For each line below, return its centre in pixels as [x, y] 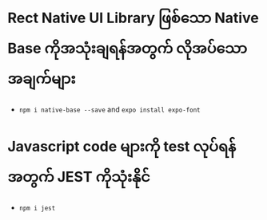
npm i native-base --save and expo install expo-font [110, 109]
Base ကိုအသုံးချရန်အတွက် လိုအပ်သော [128, 49]
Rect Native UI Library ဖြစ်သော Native [133, 18]
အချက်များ [42, 79]
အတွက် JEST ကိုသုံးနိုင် [79, 177]
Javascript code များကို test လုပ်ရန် [122, 147]
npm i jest [37, 208]
